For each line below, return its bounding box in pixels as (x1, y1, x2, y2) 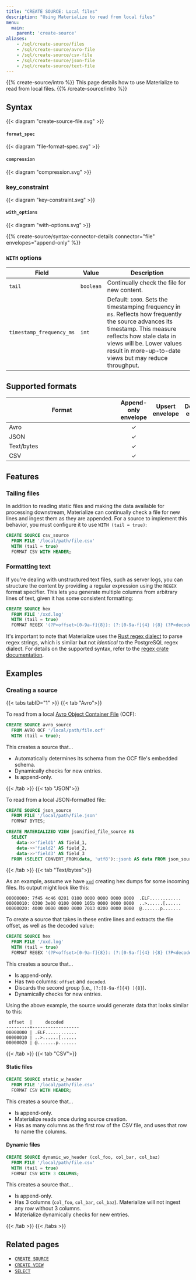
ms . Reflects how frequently (107, 310, 182, 318)
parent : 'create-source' (16, 30, 77, 36)
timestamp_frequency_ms (9, 329, 75, 336)
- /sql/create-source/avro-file (16, 47, 95, 53)
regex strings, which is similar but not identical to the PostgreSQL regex (6, 639, 178, 646)
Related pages (6, 1239, 60, 1250)
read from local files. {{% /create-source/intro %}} (6, 85, 127, 92)
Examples (6, 668, 43, 678)
